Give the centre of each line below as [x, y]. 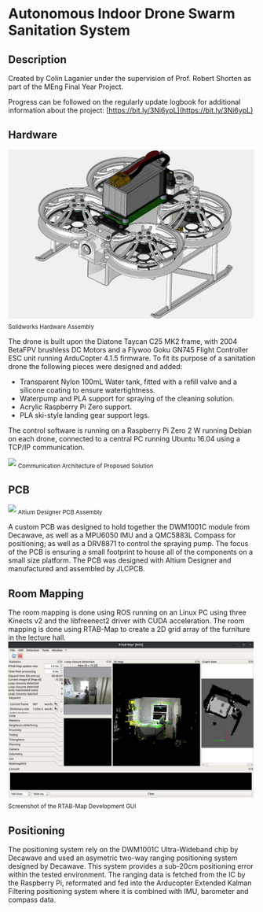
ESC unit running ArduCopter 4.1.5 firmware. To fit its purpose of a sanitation [132, 358]
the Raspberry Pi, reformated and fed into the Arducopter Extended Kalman [130, 883]
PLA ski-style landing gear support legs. [84, 415]
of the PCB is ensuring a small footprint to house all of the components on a [131, 552]
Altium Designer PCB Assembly [60, 512]
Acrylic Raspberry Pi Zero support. [75, 407]
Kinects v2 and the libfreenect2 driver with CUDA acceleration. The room [126, 621]
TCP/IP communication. [46, 447]
